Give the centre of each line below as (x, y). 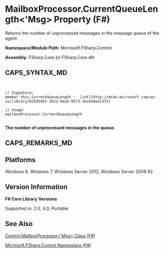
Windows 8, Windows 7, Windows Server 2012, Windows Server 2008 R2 (79, 171)
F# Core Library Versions (31, 199)
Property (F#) (82, 19)
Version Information (36, 187)
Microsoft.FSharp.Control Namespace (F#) (48, 245)
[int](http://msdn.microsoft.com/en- (118, 97)
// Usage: (15, 110)
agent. (12, 38)
